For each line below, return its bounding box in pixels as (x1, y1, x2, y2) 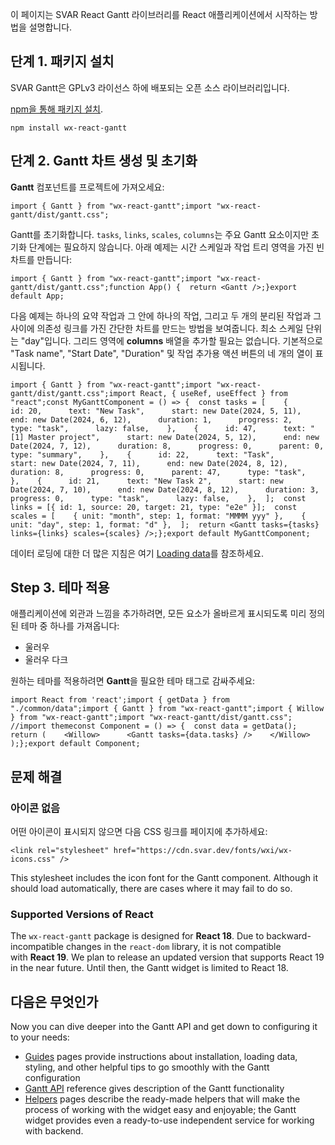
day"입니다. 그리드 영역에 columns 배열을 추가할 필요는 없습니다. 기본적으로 (24, 334, 323, 347)
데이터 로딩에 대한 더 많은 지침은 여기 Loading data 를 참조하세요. (10, 547, 264, 559)
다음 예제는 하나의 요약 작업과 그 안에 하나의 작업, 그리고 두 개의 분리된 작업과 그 (10, 309, 322, 322)
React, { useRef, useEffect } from (139, 388, 288, 398)
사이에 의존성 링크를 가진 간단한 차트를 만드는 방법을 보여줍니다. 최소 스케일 (10, 322, 304, 334)
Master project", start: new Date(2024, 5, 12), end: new (28, 432, 320, 442)
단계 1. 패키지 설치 (10, 53, 115, 70)
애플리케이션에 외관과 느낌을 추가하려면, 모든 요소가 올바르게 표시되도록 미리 (10, 608, 307, 620)
